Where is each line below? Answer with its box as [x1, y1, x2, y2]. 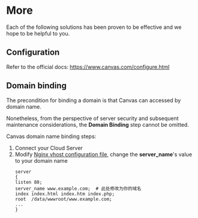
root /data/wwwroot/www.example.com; [14, 196, 112, 202]
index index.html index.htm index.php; [14, 190, 115, 197]
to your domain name [14, 157, 68, 164]
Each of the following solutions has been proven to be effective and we [6, 23, 182, 31]
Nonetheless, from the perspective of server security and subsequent [6, 115, 179, 122]
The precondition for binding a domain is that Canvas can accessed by [6, 97, 181, 104]
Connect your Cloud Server [14, 144, 83, 151]
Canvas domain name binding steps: [6, 133, 97, 140]
